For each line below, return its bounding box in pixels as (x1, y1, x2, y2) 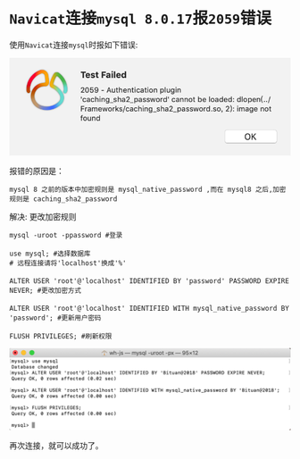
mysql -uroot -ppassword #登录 (9, 231, 123, 240)
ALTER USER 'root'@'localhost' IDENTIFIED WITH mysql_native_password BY (9, 305, 290, 313)
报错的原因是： (9, 166, 64, 177)
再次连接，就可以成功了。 (9, 439, 104, 451)
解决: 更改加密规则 (9, 212, 77, 222)
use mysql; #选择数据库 (9, 249, 91, 259)
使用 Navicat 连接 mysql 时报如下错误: (9, 39, 138, 50)
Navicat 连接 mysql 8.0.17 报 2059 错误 (9, 8, 272, 29)
